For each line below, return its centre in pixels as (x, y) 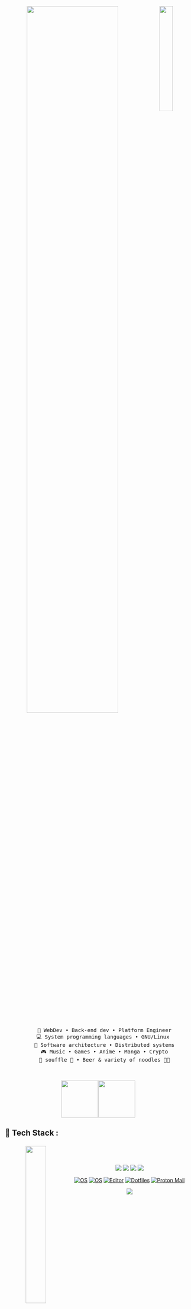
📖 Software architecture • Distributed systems (104, 1045)
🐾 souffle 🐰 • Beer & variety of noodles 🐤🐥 (104, 1060)
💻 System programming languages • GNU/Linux (103, 1037)
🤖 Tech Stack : (32, 1133)
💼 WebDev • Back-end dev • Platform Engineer (104, 1030)
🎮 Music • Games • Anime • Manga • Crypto (104, 1052)
